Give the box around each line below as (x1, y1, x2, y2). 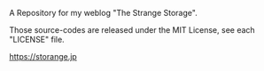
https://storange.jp (9, 51, 77, 61)
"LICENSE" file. (9, 35, 65, 44)
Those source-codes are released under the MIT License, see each (9, 25, 255, 35)
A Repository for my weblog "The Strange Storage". (9, 8, 198, 18)
